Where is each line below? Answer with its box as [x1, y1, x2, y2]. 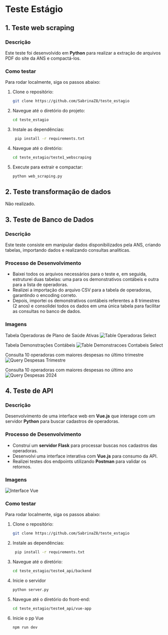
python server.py [12, 587, 49, 592]
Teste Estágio [5, 4, 63, 15]
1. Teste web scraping [5, 24, 75, 32]
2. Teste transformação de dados [5, 187, 111, 196]
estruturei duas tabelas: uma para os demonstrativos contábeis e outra [12, 276, 159, 282]
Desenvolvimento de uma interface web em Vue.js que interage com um [5, 413, 155, 419]
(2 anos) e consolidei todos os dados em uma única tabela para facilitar [12, 303, 160, 309]
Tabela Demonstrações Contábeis [5, 342, 75, 348]
